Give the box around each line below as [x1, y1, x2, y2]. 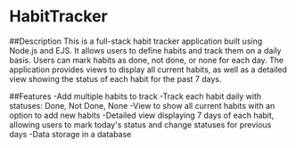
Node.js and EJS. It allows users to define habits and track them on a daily [9, 45, 282, 55]
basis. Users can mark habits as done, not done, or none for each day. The [9, 54, 284, 65]
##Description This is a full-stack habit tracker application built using [9, 36, 263, 46]
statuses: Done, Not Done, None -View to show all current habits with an [9, 100, 275, 111]
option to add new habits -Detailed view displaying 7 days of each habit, [9, 110, 275, 120]
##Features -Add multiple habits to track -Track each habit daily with [9, 91, 262, 102]
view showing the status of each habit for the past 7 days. [9, 73, 222, 84]
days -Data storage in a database [9, 128, 132, 139]
